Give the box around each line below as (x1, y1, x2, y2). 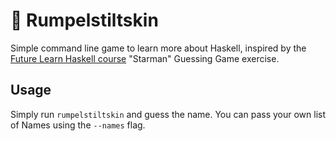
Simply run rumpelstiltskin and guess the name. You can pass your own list (10, 108, 327, 120)
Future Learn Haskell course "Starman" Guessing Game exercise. (10, 52, 280, 64)
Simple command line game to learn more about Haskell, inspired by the (10, 42, 307, 54)
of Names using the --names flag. (10, 119, 146, 131)
